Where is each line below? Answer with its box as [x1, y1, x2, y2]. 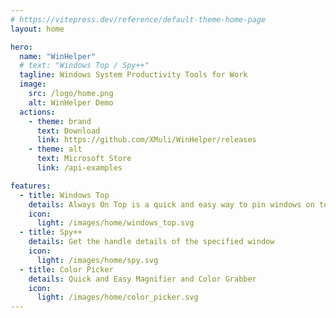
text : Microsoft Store [36, 154, 132, 164]
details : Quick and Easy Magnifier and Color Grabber [28, 274, 257, 284]
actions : [19, 107, 56, 117]
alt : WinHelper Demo [28, 97, 114, 108]
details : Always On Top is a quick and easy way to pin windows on [28, 199, 315, 210]
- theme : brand [28, 116, 92, 126]
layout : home [10, 24, 65, 34]
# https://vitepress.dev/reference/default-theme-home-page [10, 14, 267, 25]
